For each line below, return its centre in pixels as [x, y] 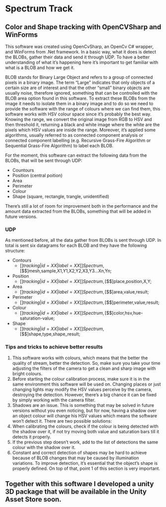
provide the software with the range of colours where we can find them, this [83, 109]
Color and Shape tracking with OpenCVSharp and [83, 27]
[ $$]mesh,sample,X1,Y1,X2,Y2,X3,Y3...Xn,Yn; [66, 271]
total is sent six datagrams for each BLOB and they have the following [76, 245]
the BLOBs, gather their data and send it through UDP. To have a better [78, 57]
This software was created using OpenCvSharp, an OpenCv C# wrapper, [79, 47]
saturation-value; [37, 318]
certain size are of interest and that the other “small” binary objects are [78, 88]
